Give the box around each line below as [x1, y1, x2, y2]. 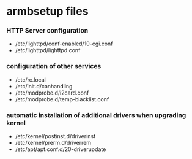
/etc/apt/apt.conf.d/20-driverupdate [15, 145, 106, 153]
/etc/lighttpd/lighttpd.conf [15, 47, 81, 54]
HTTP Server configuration [6, 26, 89, 35]
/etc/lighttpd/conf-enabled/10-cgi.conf [15, 40, 113, 47]
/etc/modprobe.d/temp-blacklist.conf [15, 95, 109, 103]
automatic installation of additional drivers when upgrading [6, 111, 186, 119]
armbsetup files [6, 4, 89, 18]
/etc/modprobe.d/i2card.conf [15, 89, 89, 96]
